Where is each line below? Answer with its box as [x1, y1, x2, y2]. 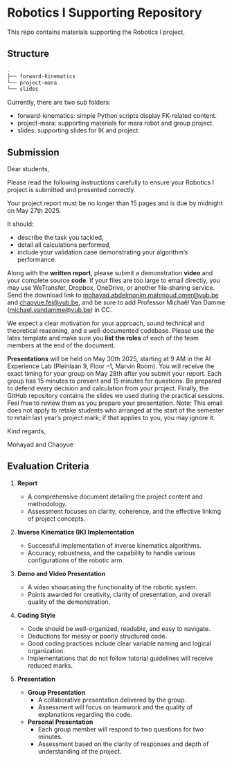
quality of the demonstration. [27, 598, 111, 606]
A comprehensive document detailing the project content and [27, 492, 203, 501]
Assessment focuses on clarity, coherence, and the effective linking [27, 507, 222, 515]
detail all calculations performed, [17, 241, 111, 249]
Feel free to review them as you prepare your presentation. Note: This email [7, 399, 223, 407]
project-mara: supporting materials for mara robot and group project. [17, 119, 214, 128]
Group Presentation [27, 688, 86, 696]
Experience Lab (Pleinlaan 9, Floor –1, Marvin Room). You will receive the [7, 362, 215, 370]
